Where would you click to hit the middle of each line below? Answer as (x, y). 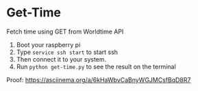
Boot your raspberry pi (48, 44)
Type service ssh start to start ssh (67, 52)
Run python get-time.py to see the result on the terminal (96, 66)
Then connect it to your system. (61, 59)
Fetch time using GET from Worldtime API (65, 31)
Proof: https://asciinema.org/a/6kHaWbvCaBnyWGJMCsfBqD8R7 (99, 79)
